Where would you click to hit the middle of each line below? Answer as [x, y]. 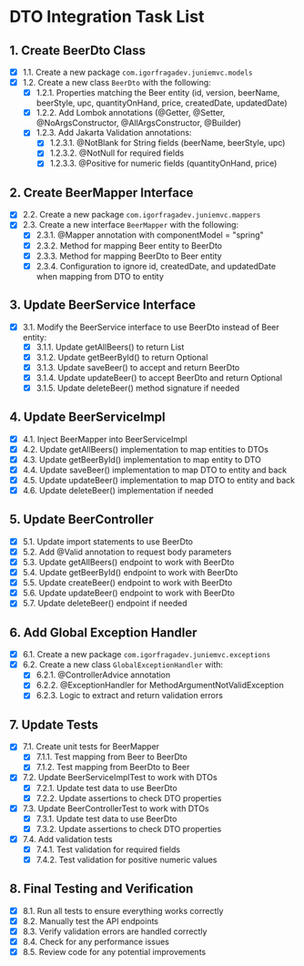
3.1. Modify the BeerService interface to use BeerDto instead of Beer [151, 327]
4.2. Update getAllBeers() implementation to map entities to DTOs [145, 449]
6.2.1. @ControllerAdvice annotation [103, 675]
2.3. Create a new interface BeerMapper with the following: [131, 225]
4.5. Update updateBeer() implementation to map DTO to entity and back [159, 480]
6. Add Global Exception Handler [103, 632]
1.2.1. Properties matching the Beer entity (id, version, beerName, [158, 93]
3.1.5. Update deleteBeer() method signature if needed [138, 388]
